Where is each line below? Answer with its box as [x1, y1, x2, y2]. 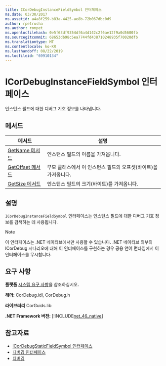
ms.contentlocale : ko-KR [5, 44, 56, 49]
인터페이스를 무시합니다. [5, 251, 52, 257]
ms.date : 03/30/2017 [5, 12, 48, 17]
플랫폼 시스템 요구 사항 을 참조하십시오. [5, 281, 79, 287]
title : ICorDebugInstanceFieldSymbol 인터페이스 [5, 7, 102, 12]
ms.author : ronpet [5, 26, 43, 31]
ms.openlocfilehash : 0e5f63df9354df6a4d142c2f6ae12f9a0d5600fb [5, 30, 138, 35]
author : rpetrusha [5, 21, 43, 26]
